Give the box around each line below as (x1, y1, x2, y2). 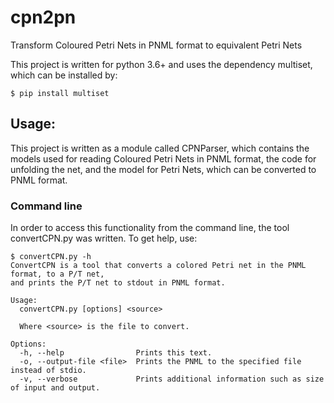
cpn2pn (10, 6, 77, 29)
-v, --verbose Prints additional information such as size (19, 374, 325, 385)
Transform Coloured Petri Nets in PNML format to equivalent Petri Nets (10, 39, 303, 51)
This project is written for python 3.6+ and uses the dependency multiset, (10, 58, 313, 70)
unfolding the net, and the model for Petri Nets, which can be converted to (10, 163, 317, 175)
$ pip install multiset (10, 88, 110, 98)
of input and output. (10, 383, 101, 393)
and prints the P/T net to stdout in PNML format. (10, 278, 226, 288)
